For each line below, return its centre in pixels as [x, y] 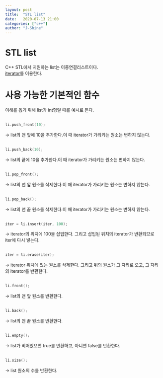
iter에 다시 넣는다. [22, 240]
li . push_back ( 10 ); [24, 150]
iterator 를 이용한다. [24, 74]
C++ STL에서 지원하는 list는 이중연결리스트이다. [52, 67]
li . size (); [16, 360]
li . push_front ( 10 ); [25, 125]
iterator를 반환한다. [29, 271]
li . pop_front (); [22, 174]
